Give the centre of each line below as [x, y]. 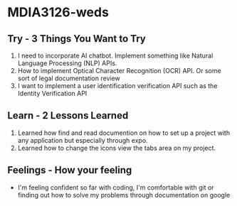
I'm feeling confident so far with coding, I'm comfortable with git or [116, 187]
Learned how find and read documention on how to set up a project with [123, 133]
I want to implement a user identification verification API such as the [117, 86]
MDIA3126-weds [58, 12]
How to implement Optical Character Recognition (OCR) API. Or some [120, 71]
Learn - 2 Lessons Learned [68, 115]
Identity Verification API [52, 93]
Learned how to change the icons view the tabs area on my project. [116, 148]
